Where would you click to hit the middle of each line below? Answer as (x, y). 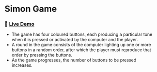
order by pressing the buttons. (42, 55)
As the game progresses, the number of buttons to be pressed (74, 60)
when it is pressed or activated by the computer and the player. (75, 40)
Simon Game (31, 9)
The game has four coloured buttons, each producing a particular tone (82, 34)
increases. (22, 65)
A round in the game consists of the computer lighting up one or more (81, 45)
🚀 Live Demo (19, 24)
